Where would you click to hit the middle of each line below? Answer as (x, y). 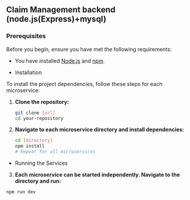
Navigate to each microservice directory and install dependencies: (99, 130)
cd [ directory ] (34, 141)
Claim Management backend (61, 10)
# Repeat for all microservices (55, 152)
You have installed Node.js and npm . (60, 61)
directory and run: (38, 181)
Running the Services (41, 163)
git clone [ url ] (35, 113)
